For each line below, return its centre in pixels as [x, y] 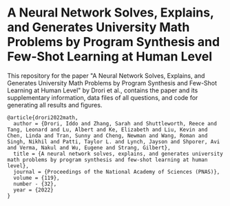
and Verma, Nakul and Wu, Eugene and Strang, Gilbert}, [89, 147]
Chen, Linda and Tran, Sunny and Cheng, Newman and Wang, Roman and [107, 136]
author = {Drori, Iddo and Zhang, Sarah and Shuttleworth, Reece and [115, 123]
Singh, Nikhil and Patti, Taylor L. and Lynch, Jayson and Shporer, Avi [114, 142]
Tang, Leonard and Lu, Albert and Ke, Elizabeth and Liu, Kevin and [107, 130]
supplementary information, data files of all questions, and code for [103, 97]
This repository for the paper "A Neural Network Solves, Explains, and [106, 75]
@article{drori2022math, [43, 117]
